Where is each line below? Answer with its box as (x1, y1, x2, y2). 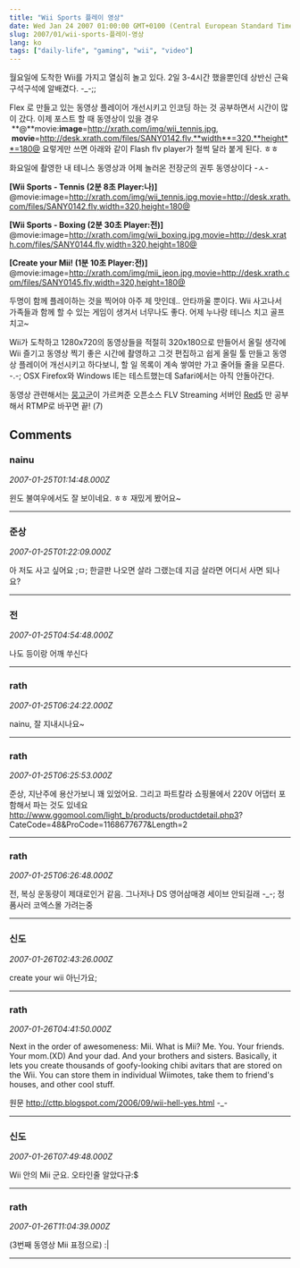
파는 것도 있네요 (32, 799, 88, 810)
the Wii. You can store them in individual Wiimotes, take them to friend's (9, 1069, 274, 1080)
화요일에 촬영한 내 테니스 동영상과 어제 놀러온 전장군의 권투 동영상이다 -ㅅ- (9, 163, 270, 173)
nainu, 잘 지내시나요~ (9, 718, 85, 729)
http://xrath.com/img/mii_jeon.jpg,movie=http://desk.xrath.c (68, 267, 290, 278)
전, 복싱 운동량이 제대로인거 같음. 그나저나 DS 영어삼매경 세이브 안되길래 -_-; (9, 889, 276, 900)
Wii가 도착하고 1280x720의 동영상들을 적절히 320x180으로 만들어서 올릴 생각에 (9, 337, 287, 348)
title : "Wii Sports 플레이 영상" (9, 13, 125, 22)
